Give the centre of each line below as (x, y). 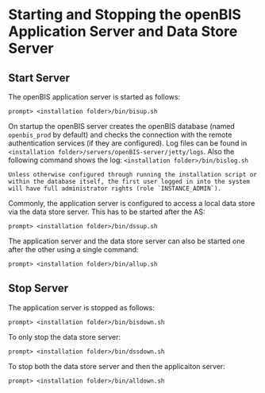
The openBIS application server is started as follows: (94, 97)
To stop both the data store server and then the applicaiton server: (117, 366)
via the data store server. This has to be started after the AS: (107, 212)
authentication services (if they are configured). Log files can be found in (128, 143)
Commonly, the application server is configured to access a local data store (132, 203)
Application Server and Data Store (123, 31)
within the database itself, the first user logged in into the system (129, 181)
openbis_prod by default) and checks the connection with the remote (120, 134)
